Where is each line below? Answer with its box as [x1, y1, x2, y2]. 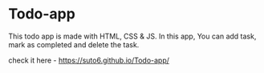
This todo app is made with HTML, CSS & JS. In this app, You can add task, [8, 31, 257, 41]
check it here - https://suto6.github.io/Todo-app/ [8, 55, 170, 65]
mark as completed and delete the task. [8, 39, 140, 49]
